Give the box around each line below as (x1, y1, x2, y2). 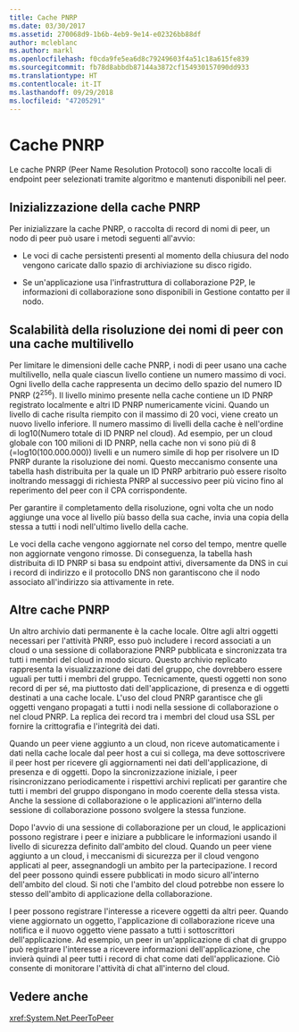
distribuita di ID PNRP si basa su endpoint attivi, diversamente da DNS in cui (9, 557, 288, 568)
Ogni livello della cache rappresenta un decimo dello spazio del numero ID (9, 378, 283, 389)
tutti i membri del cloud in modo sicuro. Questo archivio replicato (9, 655, 247, 665)
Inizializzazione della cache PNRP (9, 199, 201, 215)
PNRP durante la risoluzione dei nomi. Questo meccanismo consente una (9, 456, 278, 467)
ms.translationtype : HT (9, 72, 98, 80)
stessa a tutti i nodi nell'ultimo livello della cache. (9, 520, 189, 532)
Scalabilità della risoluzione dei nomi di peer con (9, 322, 284, 337)
